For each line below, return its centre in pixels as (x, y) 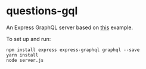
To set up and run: (29, 39)
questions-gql (42, 11)
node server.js (25, 60)
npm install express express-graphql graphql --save (73, 50)
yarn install (22, 55)
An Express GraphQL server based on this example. (70, 27)
